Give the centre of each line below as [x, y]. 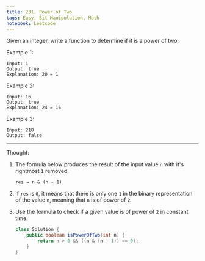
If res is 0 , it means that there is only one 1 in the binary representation [104, 194]
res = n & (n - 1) [38, 182]
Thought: [18, 153]
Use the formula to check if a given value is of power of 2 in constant [102, 212]
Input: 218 [20, 130]
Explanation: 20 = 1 [33, 75]
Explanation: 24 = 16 [34, 108]
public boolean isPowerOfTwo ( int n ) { [76, 235]
